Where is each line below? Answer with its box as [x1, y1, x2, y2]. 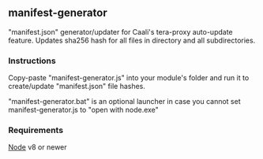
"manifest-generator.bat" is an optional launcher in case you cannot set [8, 97, 241, 106]
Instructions [8, 55, 57, 66]
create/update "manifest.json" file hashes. [8, 82, 146, 91]
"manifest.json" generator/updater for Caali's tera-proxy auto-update [8, 27, 233, 36]
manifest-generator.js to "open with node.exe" [8, 105, 160, 115]
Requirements [8, 125, 64, 136]
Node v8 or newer [8, 142, 67, 152]
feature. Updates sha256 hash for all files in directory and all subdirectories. [8, 35, 256, 45]
